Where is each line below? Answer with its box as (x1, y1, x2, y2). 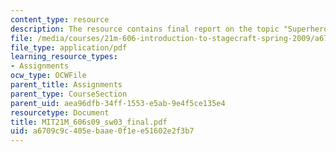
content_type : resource (10, 14, 110, 25)
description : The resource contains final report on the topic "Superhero (10, 24, 329, 34)
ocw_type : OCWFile (10, 71, 87, 81)
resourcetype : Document (10, 107, 110, 118)
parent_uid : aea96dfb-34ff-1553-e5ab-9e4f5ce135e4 (10, 98, 226, 108)
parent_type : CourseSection (10, 89, 128, 99)
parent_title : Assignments (10, 80, 123, 90)
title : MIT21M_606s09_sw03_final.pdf (10, 117, 168, 127)
